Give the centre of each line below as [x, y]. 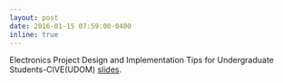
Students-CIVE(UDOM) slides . [66, 69]
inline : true [34, 34]
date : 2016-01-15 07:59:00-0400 [70, 26]
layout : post [34, 18]
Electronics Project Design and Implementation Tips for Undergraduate [142, 60]
